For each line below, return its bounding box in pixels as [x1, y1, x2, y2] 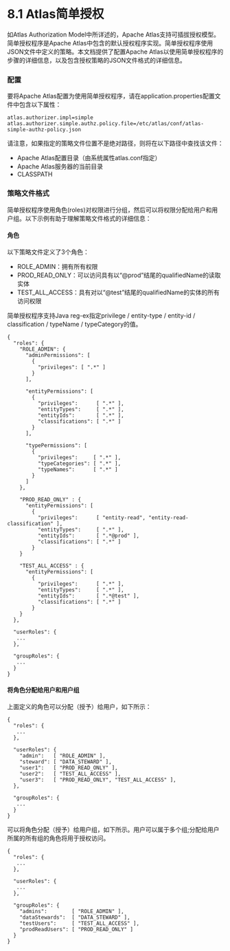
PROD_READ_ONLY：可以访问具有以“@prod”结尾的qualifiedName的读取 [16, 271, 221, 279]
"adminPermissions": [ [25, 351, 91, 358]
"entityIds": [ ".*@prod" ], [37, 532, 139, 539]
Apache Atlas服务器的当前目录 [16, 162, 104, 171]
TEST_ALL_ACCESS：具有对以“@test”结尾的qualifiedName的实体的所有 [16, 288, 220, 296]
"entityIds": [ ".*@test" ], [37, 592, 139, 599]
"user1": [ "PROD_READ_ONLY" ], [19, 764, 118, 771]
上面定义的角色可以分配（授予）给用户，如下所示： [7, 702, 152, 710]
